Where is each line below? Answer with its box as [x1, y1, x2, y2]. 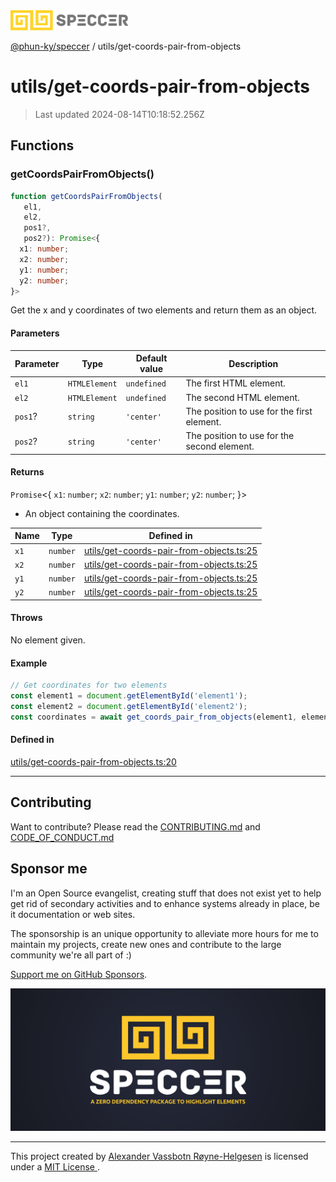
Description [228, 357, 279, 369]
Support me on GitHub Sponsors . [10, 968, 148, 980]
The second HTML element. [185, 391, 300, 403]
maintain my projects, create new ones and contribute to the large [10, 938, 282, 950]
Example [10, 657, 48, 669]
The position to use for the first [185, 405, 313, 417]
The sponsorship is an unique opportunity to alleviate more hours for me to [10, 927, 319, 939]
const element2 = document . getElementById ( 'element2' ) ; [10, 701, 248, 711]
